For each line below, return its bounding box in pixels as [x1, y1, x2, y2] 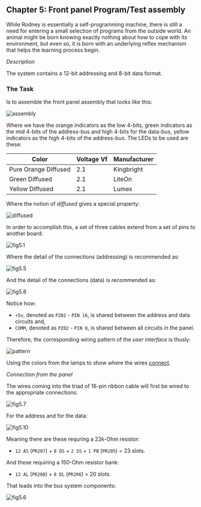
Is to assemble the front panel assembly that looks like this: [6, 99, 152, 106]
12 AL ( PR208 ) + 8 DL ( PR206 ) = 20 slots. [14, 470, 111, 478]
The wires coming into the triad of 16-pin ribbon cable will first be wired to [6, 383, 190, 390]
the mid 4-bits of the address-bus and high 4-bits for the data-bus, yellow [6, 128, 190, 135]
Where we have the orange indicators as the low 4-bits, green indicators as [6, 121, 193, 129]
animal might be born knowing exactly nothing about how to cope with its [6, 33, 188, 41]
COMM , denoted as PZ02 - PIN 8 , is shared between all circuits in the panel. [14, 324, 195, 331]
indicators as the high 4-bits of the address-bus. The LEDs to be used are [6, 135, 189, 142]
